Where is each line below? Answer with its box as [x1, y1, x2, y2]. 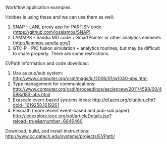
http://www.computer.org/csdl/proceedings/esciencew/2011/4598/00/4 [12, 86, 162, 92]
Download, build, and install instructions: [5, 128, 90, 134]
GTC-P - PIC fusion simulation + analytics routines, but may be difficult [12, 45, 160, 51]
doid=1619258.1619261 [12, 102, 60, 108]
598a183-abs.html [12, 92, 50, 97]
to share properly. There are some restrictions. [12, 50, 109, 56]
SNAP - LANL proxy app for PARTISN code [12, 24, 102, 30]
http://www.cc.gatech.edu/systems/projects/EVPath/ [5, 133, 115, 139]
